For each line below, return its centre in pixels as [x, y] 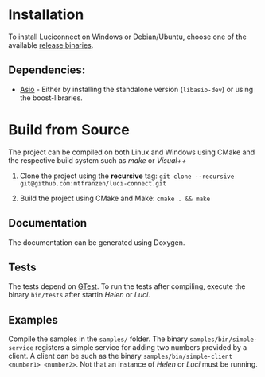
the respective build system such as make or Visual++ [97, 160]
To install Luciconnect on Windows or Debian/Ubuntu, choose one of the [127, 37]
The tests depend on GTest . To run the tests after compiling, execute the [127, 286]
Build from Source [69, 130]
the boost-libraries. [51, 98]
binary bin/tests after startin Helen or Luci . [80, 295]
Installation [46, 15]
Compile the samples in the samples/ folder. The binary [98, 339]
